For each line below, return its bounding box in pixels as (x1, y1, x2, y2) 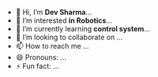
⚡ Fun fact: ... (15, 61, 59, 71)
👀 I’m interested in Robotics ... (15, 16, 113, 25)
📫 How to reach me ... (15, 42, 89, 50)
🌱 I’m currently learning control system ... (15, 24, 150, 33)
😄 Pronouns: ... (15, 53, 67, 62)
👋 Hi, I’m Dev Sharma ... (15, 8, 92, 16)
